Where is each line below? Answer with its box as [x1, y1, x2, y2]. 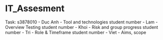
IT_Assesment [5, 3, 65, 14]
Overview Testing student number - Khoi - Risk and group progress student [5, 24, 159, 30]
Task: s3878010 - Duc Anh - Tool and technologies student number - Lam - [5, 19, 158, 25]
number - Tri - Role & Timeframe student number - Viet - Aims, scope [5, 29, 146, 35]
